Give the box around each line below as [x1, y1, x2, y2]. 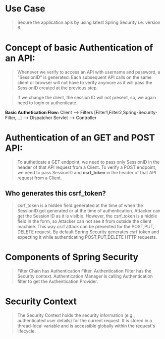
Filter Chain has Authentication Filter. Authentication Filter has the [17, 268, 152, 273]
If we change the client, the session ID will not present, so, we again [17, 94, 156, 100]
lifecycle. [17, 328, 36, 334]
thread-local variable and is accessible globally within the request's [17, 323, 155, 329]
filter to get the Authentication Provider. [17, 278, 98, 284]
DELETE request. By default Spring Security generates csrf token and [17, 229, 160, 235]
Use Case [5, 3, 46, 14]
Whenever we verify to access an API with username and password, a [17, 69, 161, 75]
